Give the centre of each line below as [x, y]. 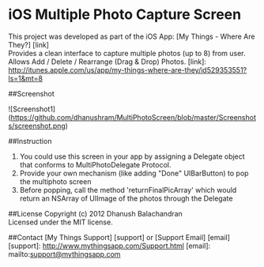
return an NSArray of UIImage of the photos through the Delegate [126, 198]
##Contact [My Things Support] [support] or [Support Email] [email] [119, 237]
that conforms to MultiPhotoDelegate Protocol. [95, 164]
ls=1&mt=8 [26, 78]
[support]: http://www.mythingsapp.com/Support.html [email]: [109, 246]
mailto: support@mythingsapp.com [64, 254]
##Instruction [30, 141]
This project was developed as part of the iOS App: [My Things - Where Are [132, 36]
